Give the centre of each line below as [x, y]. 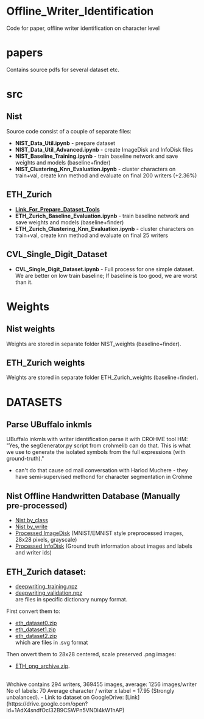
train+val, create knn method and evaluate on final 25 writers [92, 235]
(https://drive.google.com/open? [47, 703]
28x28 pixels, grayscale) [46, 540]
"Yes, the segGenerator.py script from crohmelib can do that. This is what [98, 445]
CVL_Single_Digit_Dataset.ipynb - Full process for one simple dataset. [105, 269]
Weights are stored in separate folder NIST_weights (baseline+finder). [94, 344]
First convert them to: [33, 611]
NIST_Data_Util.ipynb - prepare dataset [65, 143]
